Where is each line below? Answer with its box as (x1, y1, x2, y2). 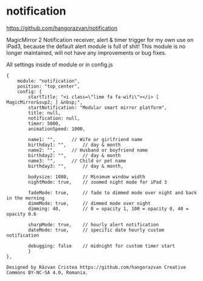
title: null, (28, 109, 61, 116)
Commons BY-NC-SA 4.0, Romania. (6, 269, 88, 276)
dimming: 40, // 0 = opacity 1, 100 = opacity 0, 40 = (28, 206, 189, 212)
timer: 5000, (28, 120, 61, 127)
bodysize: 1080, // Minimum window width (28, 173, 146, 180)
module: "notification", (17, 78, 80, 84)
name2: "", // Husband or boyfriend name (28, 147, 148, 153)
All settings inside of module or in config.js (6, 61, 114, 68)
